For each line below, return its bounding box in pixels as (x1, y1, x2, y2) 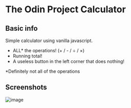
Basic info (5, 24, 38, 33)
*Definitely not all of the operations (5, 68, 80, 74)
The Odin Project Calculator (5, 4, 126, 15)
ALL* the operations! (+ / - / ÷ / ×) (12, 48, 85, 53)
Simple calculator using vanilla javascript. (5, 37, 93, 44)
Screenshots (5, 83, 47, 92)
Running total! (12, 53, 43, 59)
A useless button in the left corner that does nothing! (12, 58, 125, 64)
